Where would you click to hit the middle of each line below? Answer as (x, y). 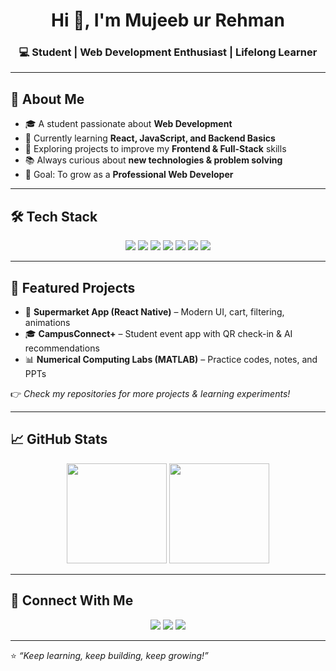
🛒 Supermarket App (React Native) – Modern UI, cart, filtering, (154, 311)
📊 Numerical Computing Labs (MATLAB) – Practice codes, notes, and (171, 359)
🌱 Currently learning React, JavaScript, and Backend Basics (150, 138)
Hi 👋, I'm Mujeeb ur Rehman (168, 20)
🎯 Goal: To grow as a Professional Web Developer (129, 175)
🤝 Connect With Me (72, 600)
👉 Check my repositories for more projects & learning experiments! (150, 393)
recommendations (62, 348)
